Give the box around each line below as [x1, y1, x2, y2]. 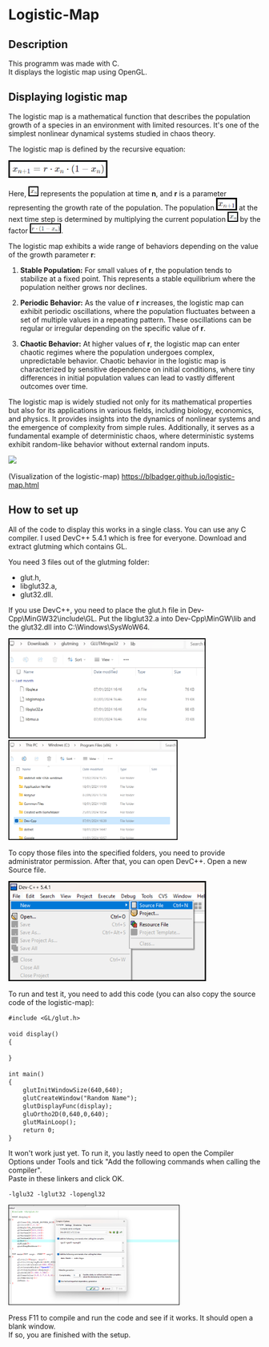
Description [8, 38, 68, 51]
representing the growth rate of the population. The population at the [8, 203, 259, 212]
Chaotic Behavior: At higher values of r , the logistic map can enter [19, 339, 240, 348]
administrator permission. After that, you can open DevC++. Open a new [8, 856, 247, 866]
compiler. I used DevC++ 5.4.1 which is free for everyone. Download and [8, 533, 247, 542]
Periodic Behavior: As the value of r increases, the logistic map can [19, 298, 244, 308]
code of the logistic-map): [8, 997, 94, 1007]
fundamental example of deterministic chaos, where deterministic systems [8, 431, 255, 440]
